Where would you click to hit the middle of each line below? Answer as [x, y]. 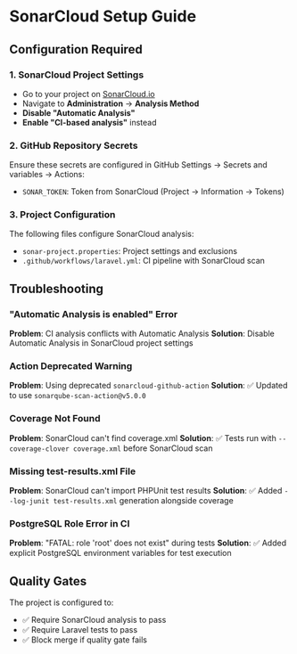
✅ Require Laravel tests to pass [80, 630]
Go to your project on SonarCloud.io [88, 94]
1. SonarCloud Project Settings [77, 75]
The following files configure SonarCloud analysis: [102, 234]
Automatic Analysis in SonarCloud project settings [101, 343]
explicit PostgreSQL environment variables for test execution [120, 553]
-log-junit [29, 502]
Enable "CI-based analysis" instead [89, 122]
